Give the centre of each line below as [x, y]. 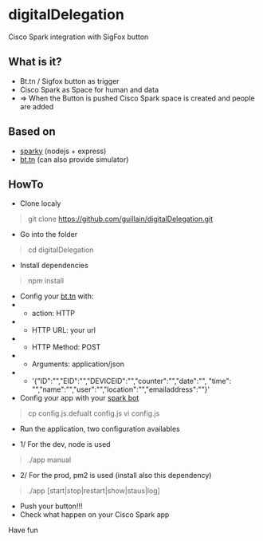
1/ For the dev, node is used [65, 444]
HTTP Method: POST [66, 347]
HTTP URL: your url [63, 330]
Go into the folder [49, 235]
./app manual [49, 460]
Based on [32, 132]
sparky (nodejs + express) [63, 151]
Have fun [23, 530]
